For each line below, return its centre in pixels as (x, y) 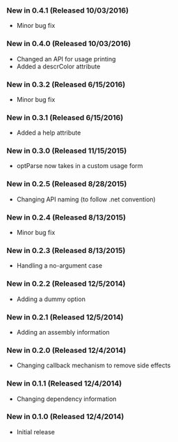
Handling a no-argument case (59, 266)
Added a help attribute (49, 133)
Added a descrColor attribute (58, 66)
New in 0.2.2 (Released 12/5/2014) (66, 284)
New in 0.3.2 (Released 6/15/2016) (66, 84)
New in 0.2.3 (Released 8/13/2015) (66, 251)
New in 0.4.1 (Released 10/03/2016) (68, 10)
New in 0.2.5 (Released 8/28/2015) (67, 184)
